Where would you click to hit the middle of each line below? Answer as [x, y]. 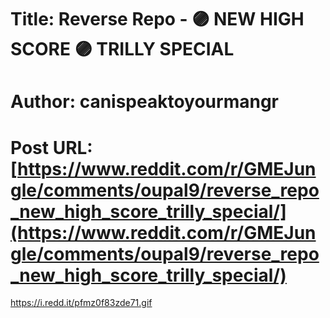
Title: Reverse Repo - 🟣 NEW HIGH [157, 19]
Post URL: [51, 147]
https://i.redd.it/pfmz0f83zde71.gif [81, 303]
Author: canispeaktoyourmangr [144, 102]
